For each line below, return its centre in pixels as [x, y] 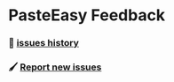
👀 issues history [43, 43]
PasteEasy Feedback [87, 15]
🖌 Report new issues [55, 67]
